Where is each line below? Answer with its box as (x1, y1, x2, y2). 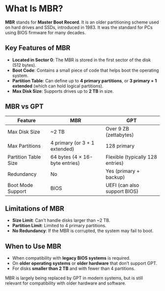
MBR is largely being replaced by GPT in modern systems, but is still (5, 275, 143, 281)
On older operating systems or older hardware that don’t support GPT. (12, 261, 158, 266)
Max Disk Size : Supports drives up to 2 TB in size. (12, 88, 114, 94)
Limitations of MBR (5, 204, 64, 212)
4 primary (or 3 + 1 (50, 139, 95, 146)
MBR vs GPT (5, 103, 44, 111)
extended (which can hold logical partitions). (12, 83, 104, 89)
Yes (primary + (105, 167, 140, 174)
